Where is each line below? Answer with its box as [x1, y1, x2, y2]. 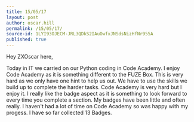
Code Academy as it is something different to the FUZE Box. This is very [6, 71, 184, 78]
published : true [6, 36, 47, 42]
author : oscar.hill [6, 20, 55, 26]
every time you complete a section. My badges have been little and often [6, 96, 186, 103]
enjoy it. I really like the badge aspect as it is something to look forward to [6, 90, 187, 97]
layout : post [6, 14, 39, 20]
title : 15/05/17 [6, 8, 47, 15]
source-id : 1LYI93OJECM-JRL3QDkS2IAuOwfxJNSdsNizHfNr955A [6, 31, 153, 37]
